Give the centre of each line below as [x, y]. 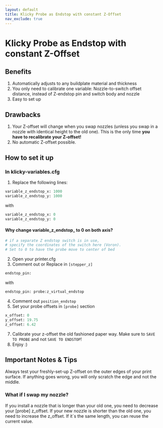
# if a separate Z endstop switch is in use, [52, 241]
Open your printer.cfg [34, 259]
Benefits [18, 72]
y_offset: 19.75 [22, 320]
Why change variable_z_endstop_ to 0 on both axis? [59, 230]
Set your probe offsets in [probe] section [53, 306]
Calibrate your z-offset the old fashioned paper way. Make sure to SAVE [84, 334]
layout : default [22, 10]
